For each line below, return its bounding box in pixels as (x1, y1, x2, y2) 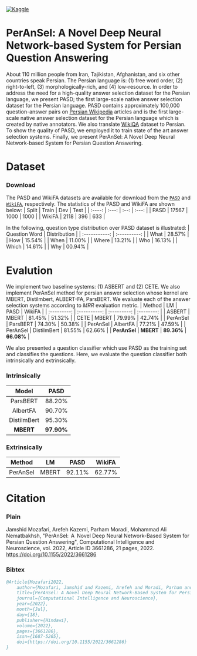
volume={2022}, (16, 622, 54, 628)
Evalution (6, 264, 53, 277)
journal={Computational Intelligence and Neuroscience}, (16, 595, 159, 601)
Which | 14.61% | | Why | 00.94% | (6, 243, 89, 250)
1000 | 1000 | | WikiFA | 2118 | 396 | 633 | (6, 213, 106, 220)
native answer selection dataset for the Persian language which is (20, 114, 179, 121)
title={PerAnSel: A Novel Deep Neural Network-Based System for (16, 590, 177, 596)
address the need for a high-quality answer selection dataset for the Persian (6, 89, 191, 96)
